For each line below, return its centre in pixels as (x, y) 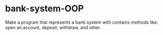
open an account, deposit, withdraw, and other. (53, 27)
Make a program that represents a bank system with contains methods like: (81, 22)
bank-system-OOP (44, 9)
